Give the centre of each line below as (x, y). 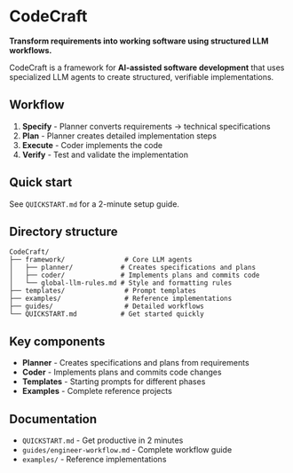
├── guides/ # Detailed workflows (107, 307)
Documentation (53, 419)
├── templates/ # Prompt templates (103, 291)
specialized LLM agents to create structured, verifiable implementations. (142, 76)
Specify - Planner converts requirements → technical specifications (146, 126)
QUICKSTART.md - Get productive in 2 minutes (103, 440)
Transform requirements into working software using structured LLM (139, 41)
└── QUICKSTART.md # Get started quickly (107, 314)
